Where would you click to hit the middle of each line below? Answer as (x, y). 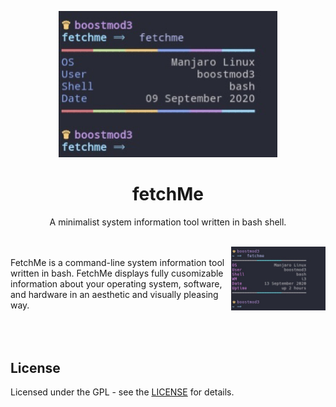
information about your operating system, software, (116, 283)
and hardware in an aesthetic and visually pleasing (114, 294)
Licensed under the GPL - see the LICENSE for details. (122, 392)
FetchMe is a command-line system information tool (117, 262)
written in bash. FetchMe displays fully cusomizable (117, 273)
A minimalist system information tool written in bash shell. (168, 222)
